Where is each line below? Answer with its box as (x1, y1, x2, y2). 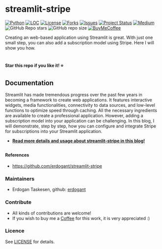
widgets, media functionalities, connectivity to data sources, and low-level (5, 102, 156, 108)
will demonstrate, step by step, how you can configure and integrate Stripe (5, 123, 156, 129)
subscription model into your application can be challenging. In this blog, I (5, 118, 155, 124)
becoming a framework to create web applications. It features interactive (5, 97, 152, 103)
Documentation (5, 79, 54, 87)
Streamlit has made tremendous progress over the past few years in (5, 92, 142, 97)
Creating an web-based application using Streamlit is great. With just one (5, 34, 153, 40)
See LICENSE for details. (5, 239, 55, 245)
